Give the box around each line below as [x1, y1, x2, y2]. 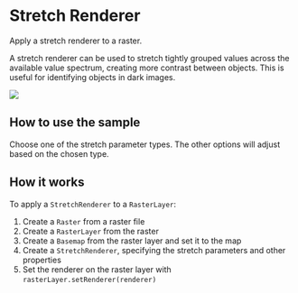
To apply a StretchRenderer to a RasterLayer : [9, 198, 177, 209]
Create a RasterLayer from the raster [22, 225, 160, 236]
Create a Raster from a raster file [22, 215, 145, 226]
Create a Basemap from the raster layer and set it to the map [22, 235, 242, 246]
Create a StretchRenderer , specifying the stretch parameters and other [22, 244, 286, 255]
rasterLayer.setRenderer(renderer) [22, 275, 157, 284]
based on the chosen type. [9, 148, 110, 159]
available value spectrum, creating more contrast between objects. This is [9, 62, 284, 73]
